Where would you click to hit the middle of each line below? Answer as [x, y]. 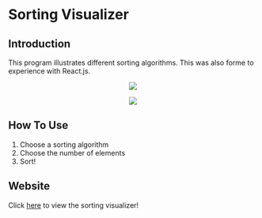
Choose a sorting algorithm [64, 145]
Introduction [40, 44]
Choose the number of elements [72, 152]
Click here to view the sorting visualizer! [74, 205]
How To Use [38, 125]
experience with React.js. [49, 71]
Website [29, 186]
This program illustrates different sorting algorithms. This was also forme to [131, 62]
